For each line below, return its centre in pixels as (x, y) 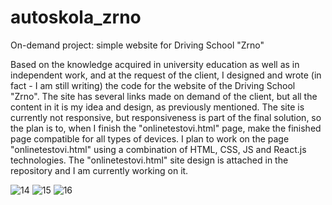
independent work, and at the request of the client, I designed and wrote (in (166, 75)
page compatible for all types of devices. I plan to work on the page (150, 138)
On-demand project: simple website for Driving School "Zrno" (137, 45)
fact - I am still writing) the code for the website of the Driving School (153, 85)
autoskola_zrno (76, 17)
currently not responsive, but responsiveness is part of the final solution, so (166, 117)
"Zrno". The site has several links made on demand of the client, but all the (164, 96)
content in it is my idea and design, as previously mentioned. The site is (157, 107)
